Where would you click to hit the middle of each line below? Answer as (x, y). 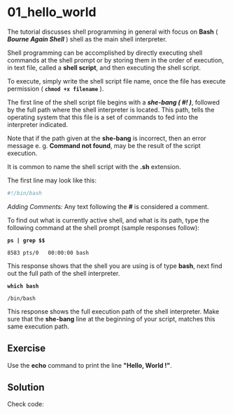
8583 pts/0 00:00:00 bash (48, 253)
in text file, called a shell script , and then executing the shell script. (104, 67)
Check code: (26, 404)
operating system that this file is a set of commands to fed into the (103, 117)
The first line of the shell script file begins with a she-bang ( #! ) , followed (114, 102)
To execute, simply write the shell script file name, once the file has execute (116, 81)
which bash (23, 286)
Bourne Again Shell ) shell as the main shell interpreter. (87, 39)
